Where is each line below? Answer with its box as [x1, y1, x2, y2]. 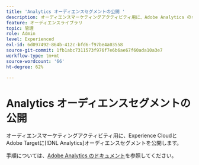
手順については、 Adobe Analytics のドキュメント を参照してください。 [6, 152, 177, 159]
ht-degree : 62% [6, 64, 44, 70]
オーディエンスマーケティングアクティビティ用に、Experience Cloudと [6, 132, 178, 139]
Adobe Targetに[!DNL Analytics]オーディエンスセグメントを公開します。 [6, 139, 182, 147]
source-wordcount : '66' [6, 58, 65, 64]
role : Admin [6, 31, 36, 37]
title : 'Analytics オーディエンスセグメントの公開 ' [6, 8, 126, 15]
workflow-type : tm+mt [6, 53, 60, 59]
